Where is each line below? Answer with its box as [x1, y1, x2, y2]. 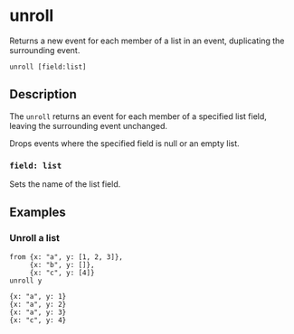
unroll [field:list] [9, 62, 88, 71]
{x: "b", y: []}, [29, 260, 95, 269]
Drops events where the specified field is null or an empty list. [9, 137, 240, 149]
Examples [9, 205, 66, 220]
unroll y [9, 276, 43, 285]
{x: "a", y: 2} [9, 300, 67, 309]
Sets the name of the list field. [9, 179, 121, 190]
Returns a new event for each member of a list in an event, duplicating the [9, 35, 285, 46]
